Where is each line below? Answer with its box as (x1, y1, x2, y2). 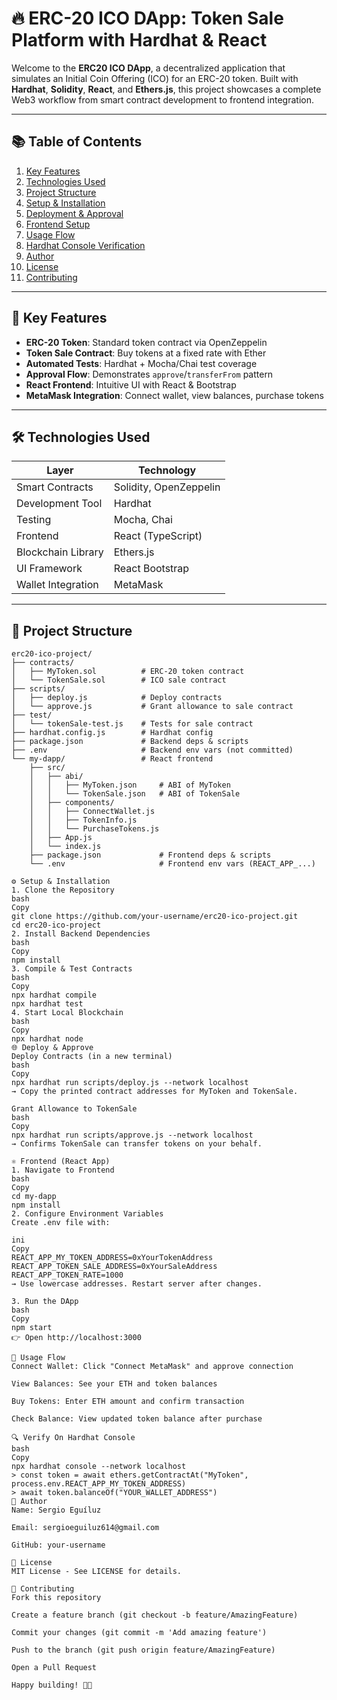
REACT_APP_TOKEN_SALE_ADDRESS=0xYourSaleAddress (11, 1262, 218, 1272)
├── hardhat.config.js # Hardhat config (11, 728, 214, 738)
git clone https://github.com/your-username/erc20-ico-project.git (11, 912, 299, 922)
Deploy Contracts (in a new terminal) (11, 1052, 173, 1062)
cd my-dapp (11, 1192, 57, 1202)
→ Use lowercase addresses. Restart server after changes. (11, 1279, 263, 1289)
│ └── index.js (29, 842, 102, 852)
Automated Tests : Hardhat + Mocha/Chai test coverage (25, 357, 258, 369)
